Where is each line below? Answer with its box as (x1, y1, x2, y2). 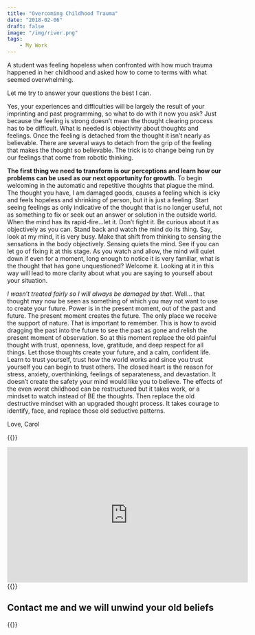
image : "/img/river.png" (7, 29, 78, 36)
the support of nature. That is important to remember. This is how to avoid (7, 319, 217, 327)
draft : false (7, 23, 45, 30)
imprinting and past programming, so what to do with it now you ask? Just (7, 109, 217, 118)
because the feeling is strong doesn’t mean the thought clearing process (7, 117, 213, 125)
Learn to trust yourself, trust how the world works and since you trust (7, 356, 203, 363)
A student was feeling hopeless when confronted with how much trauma (7, 61, 213, 69)
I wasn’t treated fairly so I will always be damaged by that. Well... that (7, 290, 205, 298)
